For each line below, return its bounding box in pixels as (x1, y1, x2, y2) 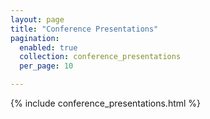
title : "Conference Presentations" (10, 24, 159, 34)
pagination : (10, 33, 60, 43)
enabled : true (19, 42, 78, 53)
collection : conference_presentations (19, 52, 182, 62)
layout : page (10, 14, 65, 25)
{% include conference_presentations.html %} (10, 97, 202, 109)
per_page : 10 (19, 61, 74, 71)
